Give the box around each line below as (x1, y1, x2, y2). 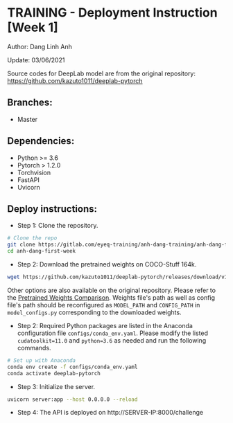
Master (17, 115, 38, 123)
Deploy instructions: (7, 203, 98, 215)
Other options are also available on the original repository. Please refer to (7, 286, 216, 294)
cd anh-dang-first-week (7, 248, 76, 255)
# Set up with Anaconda (7, 357, 76, 364)
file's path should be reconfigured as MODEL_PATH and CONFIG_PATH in (7, 300, 200, 309)
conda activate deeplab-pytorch (7, 370, 101, 377)
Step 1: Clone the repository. (17, 222, 98, 230)
